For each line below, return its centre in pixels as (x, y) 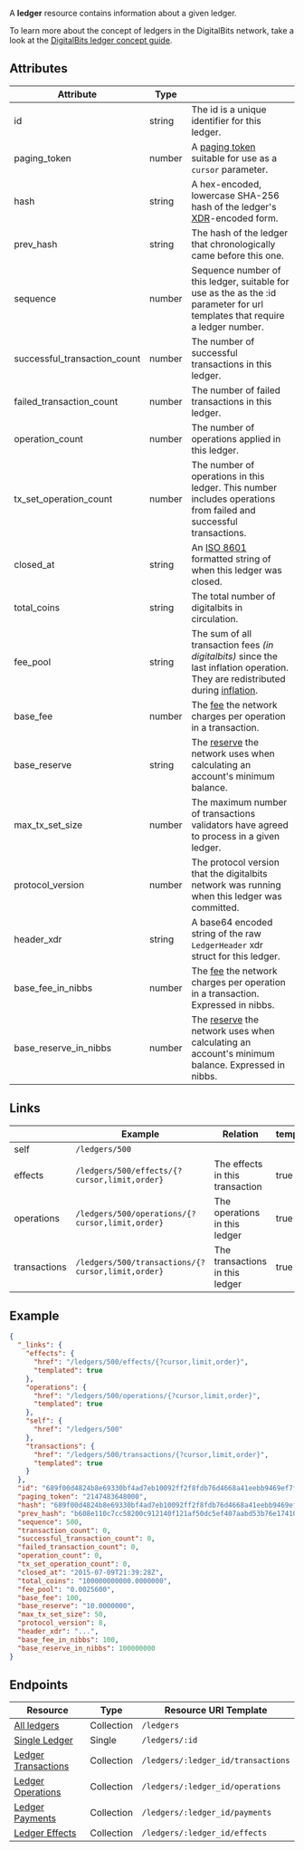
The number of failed (236, 390)
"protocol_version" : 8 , (62, 1623)
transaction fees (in (233, 645)
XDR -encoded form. (235, 218)
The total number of (233, 596)
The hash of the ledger (239, 233)
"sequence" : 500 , (50, 1522)
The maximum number (239, 802)
